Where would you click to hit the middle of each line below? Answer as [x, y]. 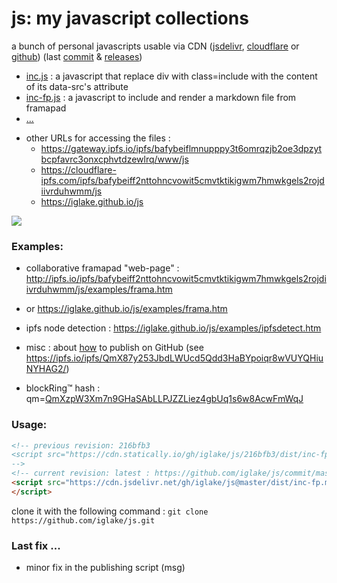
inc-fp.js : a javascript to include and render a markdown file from [161, 97]
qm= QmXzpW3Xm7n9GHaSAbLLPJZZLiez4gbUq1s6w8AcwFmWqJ [164, 399]
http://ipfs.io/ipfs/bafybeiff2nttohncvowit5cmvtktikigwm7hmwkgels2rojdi [176, 279]
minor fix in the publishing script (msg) [105, 568]
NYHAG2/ [46, 369]
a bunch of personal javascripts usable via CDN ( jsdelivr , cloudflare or [155, 46]
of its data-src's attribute [77, 86]
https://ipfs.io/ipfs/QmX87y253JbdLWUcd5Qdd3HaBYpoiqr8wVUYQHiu [174, 358]
